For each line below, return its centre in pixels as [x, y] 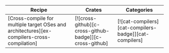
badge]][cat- [133, 34]
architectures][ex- [30, 31]
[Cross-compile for [31, 18]
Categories [139, 10]
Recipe [39, 10]
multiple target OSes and [37, 24]
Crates [94, 10]
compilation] [23, 43]
